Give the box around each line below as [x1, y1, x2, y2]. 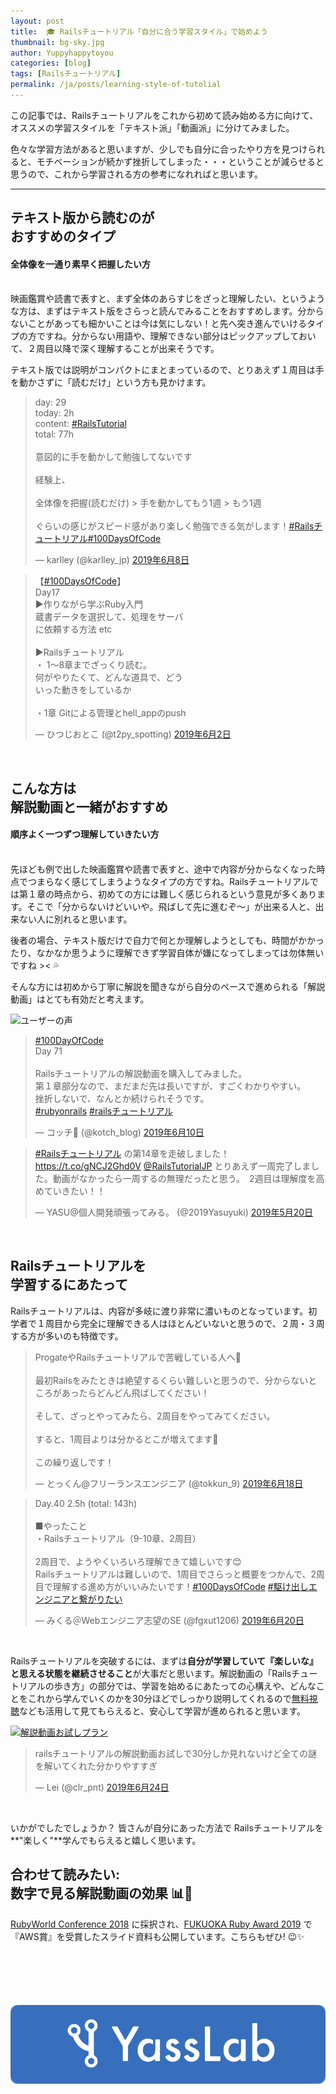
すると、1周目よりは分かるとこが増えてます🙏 [34, 1433, 219, 1445]
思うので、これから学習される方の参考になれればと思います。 [10, 168, 264, 180]
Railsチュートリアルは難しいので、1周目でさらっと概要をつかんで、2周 [34, 1568, 326, 1580]
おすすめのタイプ [10, 228, 116, 245]
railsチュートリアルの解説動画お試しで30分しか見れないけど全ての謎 [34, 1747, 318, 1759]
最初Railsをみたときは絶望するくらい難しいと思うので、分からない [34, 1374, 309, 1386]
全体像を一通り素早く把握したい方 [10, 258, 151, 270]
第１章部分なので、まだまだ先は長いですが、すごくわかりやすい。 [34, 1080, 307, 1092]
